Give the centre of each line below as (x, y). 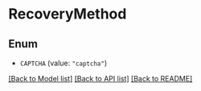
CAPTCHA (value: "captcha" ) (63, 63)
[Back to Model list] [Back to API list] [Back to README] (100, 79)
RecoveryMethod (68, 14)
